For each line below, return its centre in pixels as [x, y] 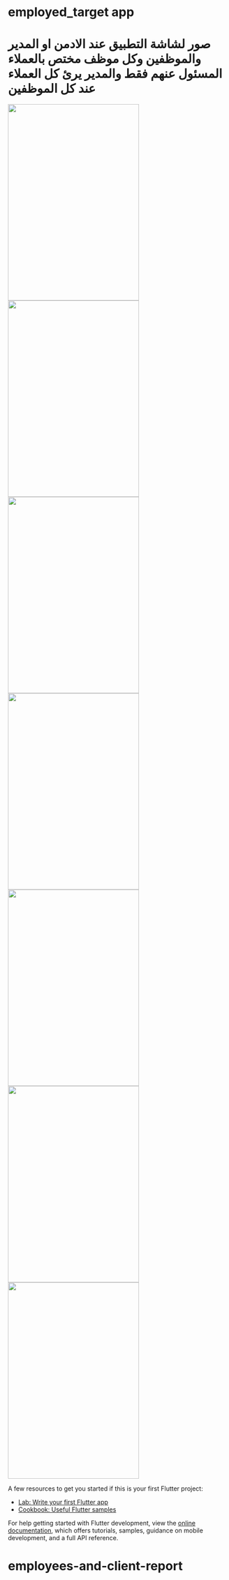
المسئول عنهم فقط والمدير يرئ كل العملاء [115, 74]
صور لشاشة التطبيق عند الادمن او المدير [110, 44]
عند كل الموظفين [52, 89]
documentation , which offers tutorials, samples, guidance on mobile [105, 1530]
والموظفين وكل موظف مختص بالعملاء [105, 59]
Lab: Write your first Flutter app [63, 1503]
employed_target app [71, 12]
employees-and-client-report [96, 1566]
